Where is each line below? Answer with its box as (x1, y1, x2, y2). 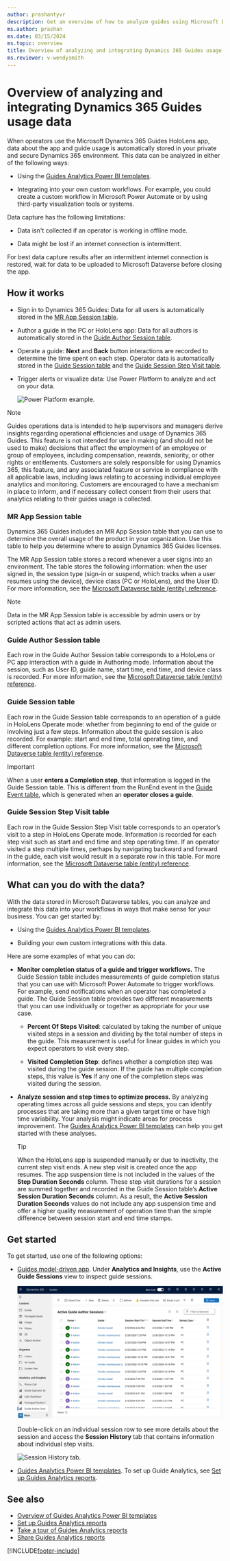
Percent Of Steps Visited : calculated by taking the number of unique (27, 1022, 222, 1030)
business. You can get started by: (7, 912, 102, 920)
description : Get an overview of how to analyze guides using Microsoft (7, 18, 219, 25)
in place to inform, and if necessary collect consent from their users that (7, 487, 211, 495)
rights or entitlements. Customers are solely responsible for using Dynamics (7, 458, 221, 466)
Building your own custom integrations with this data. (16, 938, 167, 946)
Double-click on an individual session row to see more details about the (16, 1425, 219, 1433)
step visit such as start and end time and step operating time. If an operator (7, 837, 220, 846)
